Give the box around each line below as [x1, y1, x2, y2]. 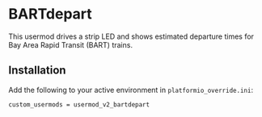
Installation [8, 64, 66, 77]
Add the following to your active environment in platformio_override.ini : [8, 85, 253, 94]
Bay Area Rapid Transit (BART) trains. [8, 40, 133, 49]
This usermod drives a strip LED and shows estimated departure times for [8, 31, 255, 41]
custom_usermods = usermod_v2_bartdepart [8, 100, 150, 109]
